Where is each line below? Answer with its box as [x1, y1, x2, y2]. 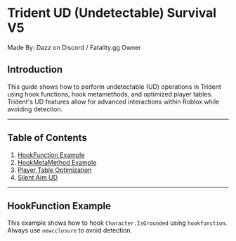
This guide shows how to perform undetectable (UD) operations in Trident [7, 82, 221, 91]
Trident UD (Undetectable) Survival [7, 5, 216, 21]
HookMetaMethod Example [17, 158, 97, 166]
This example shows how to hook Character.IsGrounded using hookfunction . [7, 218, 228, 227]
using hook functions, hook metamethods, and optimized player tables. [7, 89, 213, 98]
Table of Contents [7, 132, 88, 144]
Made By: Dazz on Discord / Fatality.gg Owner [7, 43, 142, 51]
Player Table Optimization [17, 166, 92, 174]
